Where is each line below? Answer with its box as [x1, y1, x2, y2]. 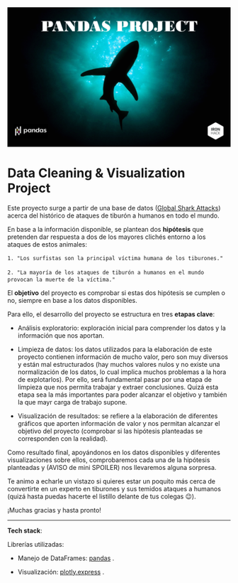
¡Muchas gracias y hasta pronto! [7, 506, 101, 514]
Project [7, 181, 51, 196]
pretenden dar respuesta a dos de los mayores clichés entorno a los [7, 232, 206, 241]
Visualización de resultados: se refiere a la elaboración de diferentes [17, 412, 218, 420]
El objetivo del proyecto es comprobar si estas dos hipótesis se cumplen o [7, 288, 225, 297]
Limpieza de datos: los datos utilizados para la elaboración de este [17, 345, 212, 353]
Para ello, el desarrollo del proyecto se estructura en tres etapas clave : [7, 309, 215, 319]
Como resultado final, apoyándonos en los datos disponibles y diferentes [7, 448, 221, 456]
